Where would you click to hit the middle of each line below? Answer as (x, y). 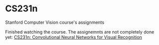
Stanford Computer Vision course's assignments (55, 22)
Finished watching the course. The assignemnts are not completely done (80, 32)
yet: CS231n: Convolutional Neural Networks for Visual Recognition (74, 37)
